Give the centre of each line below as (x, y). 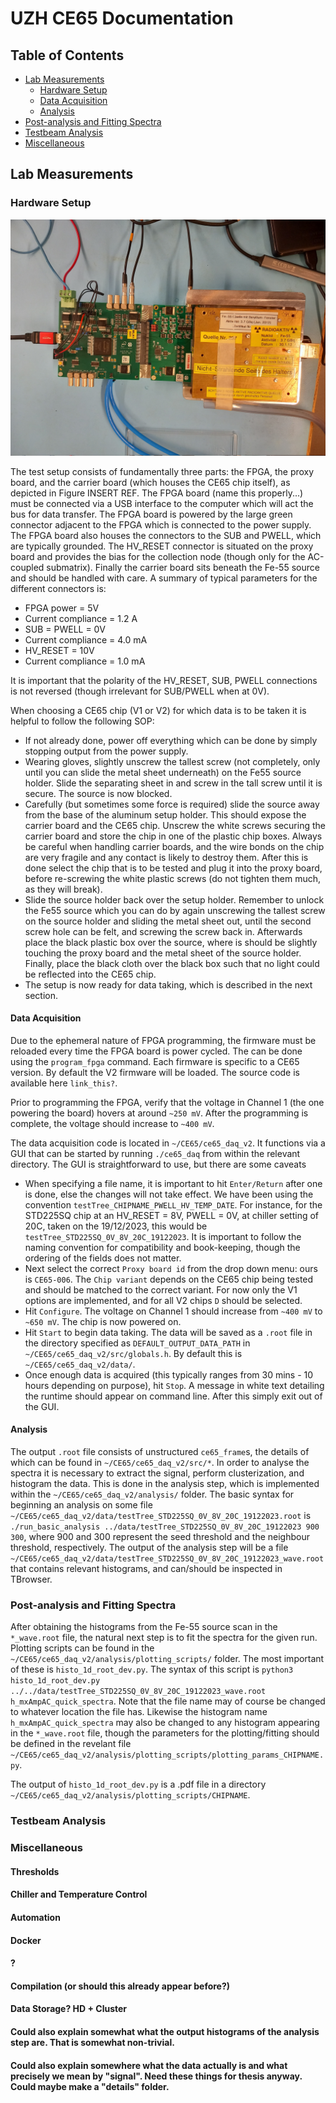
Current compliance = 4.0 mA (86, 639)
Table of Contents (67, 55)
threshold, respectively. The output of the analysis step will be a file (149, 1548)
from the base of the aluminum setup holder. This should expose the (165, 814)
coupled (27, 567)
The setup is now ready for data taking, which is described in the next (168, 984)
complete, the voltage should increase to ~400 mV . (112, 1123)
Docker (26, 1940)
